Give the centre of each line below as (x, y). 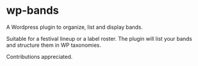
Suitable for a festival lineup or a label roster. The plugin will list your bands (99, 38)
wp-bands (32, 10)
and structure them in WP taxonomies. (54, 45)
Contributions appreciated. (39, 56)
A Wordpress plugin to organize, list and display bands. (75, 27)
